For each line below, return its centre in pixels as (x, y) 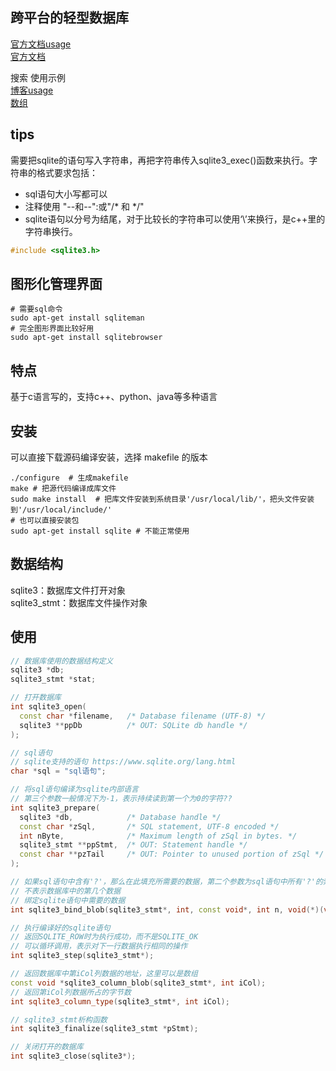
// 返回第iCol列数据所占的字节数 (71, 992)
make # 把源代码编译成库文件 (63, 488)
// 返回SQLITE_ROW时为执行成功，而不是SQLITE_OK (104, 937)
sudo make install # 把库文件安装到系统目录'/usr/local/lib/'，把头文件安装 (162, 499)
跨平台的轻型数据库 (69, 18)
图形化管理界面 (56, 283)
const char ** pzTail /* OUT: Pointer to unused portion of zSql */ (172, 854)
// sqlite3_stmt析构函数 (59, 1019)
